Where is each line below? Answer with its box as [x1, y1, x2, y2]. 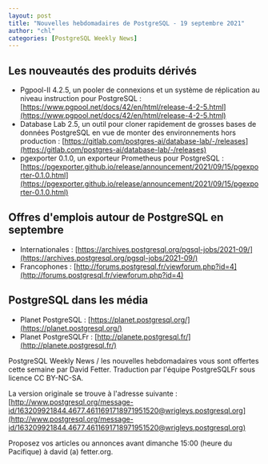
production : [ [19, 136, 66, 146]
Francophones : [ [19, 262, 77, 271]
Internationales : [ [19, 244, 78, 254]
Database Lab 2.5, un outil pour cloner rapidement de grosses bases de [19, 120, 257, 129]
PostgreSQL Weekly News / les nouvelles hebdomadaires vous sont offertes [8, 356, 259, 365]
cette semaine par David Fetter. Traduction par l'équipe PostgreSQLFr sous [8, 364, 256, 374]
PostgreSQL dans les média [8, 294, 149, 307]
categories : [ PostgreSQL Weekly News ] [8, 34, 138, 43]
